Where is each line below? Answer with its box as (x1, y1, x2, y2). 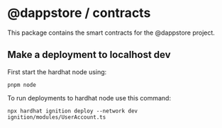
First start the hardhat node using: (7, 67, 107, 76)
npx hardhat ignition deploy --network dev (7, 107, 138, 115)
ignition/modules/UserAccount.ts (7, 113, 106, 121)
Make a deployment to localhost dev (7, 49, 172, 61)
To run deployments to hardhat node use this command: (7, 93, 172, 102)
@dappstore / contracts (7, 5, 151, 21)
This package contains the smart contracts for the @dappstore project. (7, 28, 215, 37)
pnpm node (7, 81, 37, 88)
